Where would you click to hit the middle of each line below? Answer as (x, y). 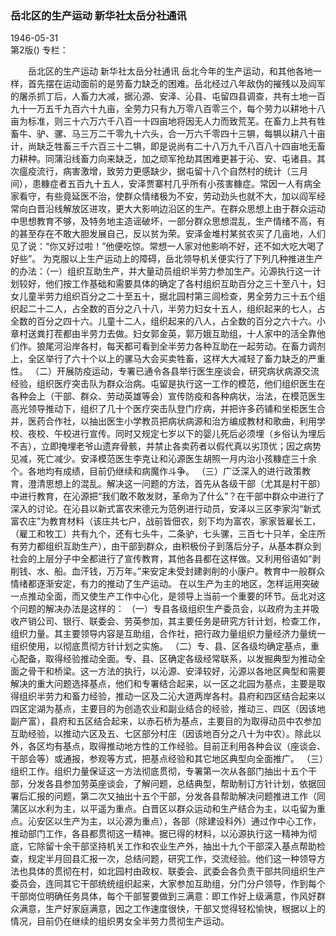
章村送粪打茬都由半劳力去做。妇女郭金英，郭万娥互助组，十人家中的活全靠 (163, 334)
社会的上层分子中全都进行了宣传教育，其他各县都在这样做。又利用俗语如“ (161, 559)
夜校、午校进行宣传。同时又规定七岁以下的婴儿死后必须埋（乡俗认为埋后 (176, 434)
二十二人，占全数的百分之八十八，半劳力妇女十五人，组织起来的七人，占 (176, 309)
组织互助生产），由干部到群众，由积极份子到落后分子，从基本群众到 (183, 546)
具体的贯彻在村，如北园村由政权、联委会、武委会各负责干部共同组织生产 (176, 871)
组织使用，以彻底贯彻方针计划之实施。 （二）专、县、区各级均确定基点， (160, 646)
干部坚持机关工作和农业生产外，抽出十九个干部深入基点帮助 (194, 846)
